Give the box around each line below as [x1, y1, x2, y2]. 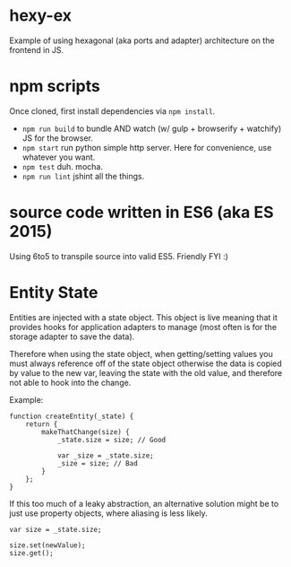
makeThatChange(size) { [41, 427, 130, 436]
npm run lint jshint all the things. [21, 170, 145, 181]
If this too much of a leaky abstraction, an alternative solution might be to [9, 498, 279, 509]
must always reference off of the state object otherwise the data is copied [9, 358, 282, 369]
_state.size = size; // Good [56, 435, 167, 444]
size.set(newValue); [9, 540, 87, 550]
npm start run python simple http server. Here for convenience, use [21, 142, 272, 153]
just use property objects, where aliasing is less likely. [9, 508, 208, 519]
